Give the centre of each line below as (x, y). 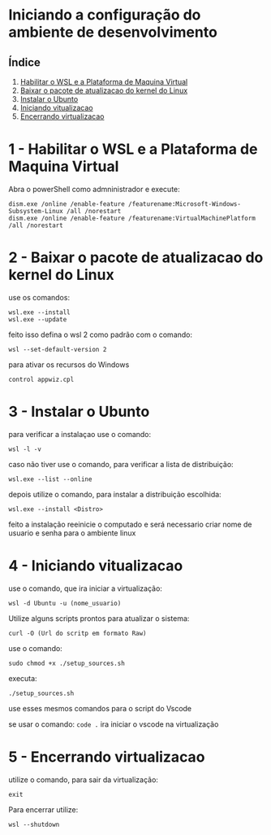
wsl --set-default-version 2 (58, 349)
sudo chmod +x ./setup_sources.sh (67, 663)
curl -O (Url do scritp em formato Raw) (78, 633)
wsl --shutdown (34, 824)
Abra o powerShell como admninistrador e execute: (94, 189)
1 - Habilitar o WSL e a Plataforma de (133, 149)
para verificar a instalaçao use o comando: (80, 434)
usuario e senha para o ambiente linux (72, 533)
